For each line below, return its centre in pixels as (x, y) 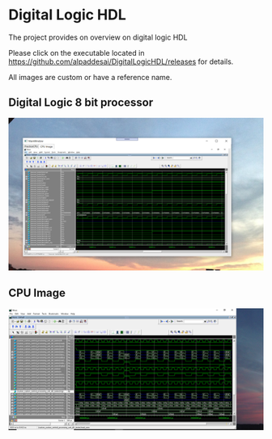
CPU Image (37, 293)
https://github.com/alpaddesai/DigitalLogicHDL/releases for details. (121, 61)
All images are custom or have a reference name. (90, 77)
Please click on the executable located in (76, 53)
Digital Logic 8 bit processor (81, 103)
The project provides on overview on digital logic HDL (98, 37)
